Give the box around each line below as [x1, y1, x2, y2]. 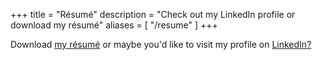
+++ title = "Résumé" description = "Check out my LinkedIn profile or [10, 9, 296, 20]
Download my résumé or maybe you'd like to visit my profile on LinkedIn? [10, 39, 312, 50]
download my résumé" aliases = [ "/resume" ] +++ [10, 19, 218, 31]
